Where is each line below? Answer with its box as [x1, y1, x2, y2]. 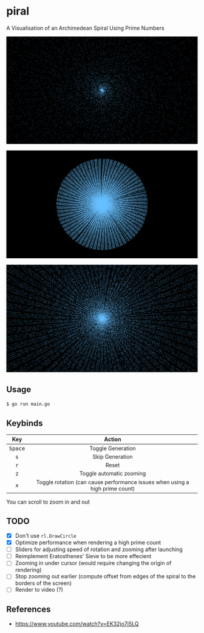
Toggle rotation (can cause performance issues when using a [36, 478, 189, 485]
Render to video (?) [15, 586, 64, 594]
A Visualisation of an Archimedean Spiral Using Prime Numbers [6, 24, 165, 32]
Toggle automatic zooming [79, 470, 146, 477]
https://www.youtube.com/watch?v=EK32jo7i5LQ [15, 620, 139, 628]
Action [104, 436, 121, 443]
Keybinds [6, 418, 44, 428]
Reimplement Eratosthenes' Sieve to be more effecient [15, 553, 152, 560]
